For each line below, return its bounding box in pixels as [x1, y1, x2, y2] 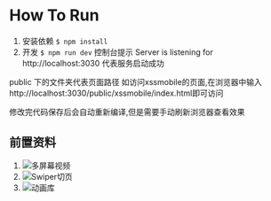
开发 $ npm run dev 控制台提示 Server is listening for [21, 46, 213, 58]
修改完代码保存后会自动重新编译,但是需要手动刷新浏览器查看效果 [9, 106, 246, 117]
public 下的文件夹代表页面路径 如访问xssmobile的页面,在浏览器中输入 [9, 76, 262, 87]
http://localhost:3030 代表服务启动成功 [21, 58, 164, 68]
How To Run [9, 5, 100, 26]
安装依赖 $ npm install [21, 35, 108, 46]
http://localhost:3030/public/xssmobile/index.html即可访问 [9, 88, 224, 98]
